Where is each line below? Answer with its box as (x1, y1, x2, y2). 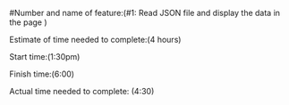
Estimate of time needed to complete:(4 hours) (9, 35, 182, 44)
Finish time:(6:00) (9, 69, 74, 79)
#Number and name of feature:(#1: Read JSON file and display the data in (9, 8, 280, 18)
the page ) (9, 17, 47, 28)
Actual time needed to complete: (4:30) (9, 86, 155, 96)
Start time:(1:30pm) (9, 52, 81, 61)
